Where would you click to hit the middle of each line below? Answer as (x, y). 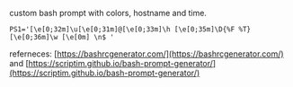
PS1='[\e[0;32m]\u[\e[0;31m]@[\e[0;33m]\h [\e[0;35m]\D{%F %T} (130, 30)
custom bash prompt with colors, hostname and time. (108, 13)
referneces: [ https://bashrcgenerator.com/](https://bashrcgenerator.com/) (147, 54)
